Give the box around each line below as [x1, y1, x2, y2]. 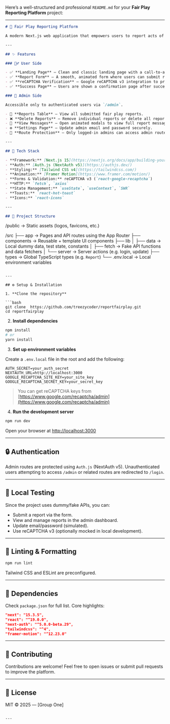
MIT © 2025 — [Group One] [5, 702, 64, 708]
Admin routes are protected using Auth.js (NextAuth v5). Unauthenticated [5, 463, 160, 470]
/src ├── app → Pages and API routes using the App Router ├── [5, 232, 141, 238]
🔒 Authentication [5, 448, 60, 456]
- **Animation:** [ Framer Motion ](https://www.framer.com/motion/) [5, 172, 151, 177]
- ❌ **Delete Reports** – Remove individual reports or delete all [5, 116, 151, 121]
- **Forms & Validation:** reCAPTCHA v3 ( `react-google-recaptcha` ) [5, 177, 153, 182]
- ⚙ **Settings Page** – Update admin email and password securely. [5, 126, 153, 131]
